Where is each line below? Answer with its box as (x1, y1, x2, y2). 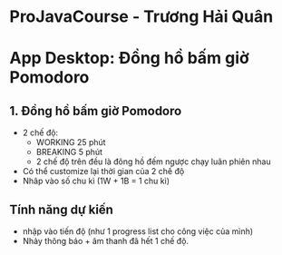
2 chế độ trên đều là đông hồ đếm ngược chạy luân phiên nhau (35, 156, 271, 167)
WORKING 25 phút (35, 137, 106, 148)
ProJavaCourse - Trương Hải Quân (9, 6, 274, 27)
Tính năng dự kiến (9, 201, 113, 217)
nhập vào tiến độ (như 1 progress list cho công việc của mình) (22, 226, 254, 237)
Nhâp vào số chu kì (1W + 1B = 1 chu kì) (22, 175, 170, 187)
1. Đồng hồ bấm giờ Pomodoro (9, 103, 182, 119)
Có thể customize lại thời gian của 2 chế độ (22, 166, 185, 177)
